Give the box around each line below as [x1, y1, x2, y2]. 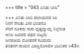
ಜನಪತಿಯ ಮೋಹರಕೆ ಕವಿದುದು [5, 37, 52, 43]
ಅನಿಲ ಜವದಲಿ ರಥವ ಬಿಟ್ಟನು [5, 31, 47, 37]
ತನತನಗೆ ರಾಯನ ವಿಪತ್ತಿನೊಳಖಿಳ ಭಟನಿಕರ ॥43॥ [5, 43, 79, 48]
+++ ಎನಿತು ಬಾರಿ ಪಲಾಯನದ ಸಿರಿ [5, 15, 57, 20]
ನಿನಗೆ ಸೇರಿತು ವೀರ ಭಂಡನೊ [5, 20, 47, 26]
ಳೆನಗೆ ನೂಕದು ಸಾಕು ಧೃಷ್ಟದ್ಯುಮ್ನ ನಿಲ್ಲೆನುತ [5, 26, 66, 32]
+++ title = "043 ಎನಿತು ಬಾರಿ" [5, 5, 60, 10]
